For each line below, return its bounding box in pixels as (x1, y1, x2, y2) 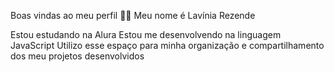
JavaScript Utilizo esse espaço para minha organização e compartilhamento (10, 40, 325, 51)
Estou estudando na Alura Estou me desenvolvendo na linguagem (10, 29, 282, 40)
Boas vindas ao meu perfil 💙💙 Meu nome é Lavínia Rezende (10, 10, 256, 21)
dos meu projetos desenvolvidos (10, 50, 145, 62)
